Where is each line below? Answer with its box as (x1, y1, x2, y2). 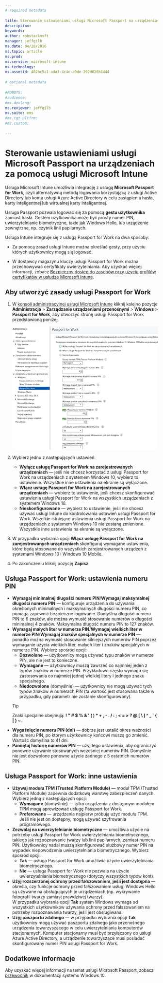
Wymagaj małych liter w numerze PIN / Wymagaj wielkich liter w (12, 626, 143, 632)
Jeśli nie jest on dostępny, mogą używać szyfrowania (19, 816, 127, 822)
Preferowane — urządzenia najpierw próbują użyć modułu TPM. (19, 811, 148, 817)
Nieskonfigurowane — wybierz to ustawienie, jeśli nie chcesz (19, 505, 144, 511)
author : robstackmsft (5, 34, 49, 38)
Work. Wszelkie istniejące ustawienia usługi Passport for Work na (19, 515, 150, 521)
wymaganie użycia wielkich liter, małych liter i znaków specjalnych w (12, 642, 149, 647)
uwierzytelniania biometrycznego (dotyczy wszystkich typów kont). (19, 873, 155, 879)
